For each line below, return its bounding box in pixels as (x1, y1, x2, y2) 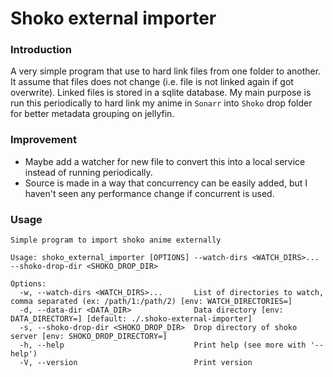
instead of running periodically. (24, 166, 153, 178)
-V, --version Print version (19, 358, 253, 368)
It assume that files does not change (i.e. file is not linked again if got (10, 76, 294, 88)
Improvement (10, 133, 77, 147)
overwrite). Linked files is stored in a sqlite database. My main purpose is (10, 87, 312, 99)
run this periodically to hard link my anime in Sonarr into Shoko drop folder (10, 97, 313, 109)
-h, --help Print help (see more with (19, 340, 307, 351)
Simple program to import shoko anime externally (10, 235, 222, 246)
